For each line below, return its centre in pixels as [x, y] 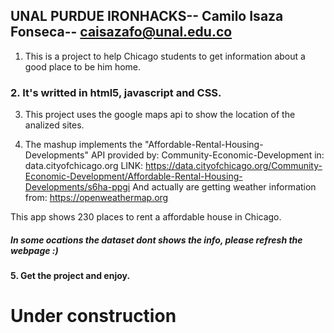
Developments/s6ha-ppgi [77, 187]
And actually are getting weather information [224, 187]
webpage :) [34, 250]
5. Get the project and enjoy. [70, 276]
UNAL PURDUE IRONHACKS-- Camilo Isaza [147, 16]
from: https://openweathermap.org [96, 198]
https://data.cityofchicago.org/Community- [234, 166]
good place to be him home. [83, 66]
